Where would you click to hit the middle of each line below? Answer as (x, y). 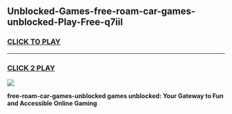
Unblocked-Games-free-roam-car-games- (101, 11)
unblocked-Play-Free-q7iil (65, 22)
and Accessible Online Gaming (52, 103)
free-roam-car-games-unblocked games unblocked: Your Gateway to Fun (116, 95)
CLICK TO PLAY (34, 42)
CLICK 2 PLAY (31, 68)
